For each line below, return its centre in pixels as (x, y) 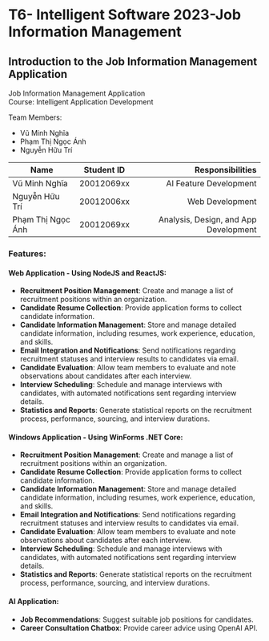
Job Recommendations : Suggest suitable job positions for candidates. (137, 619)
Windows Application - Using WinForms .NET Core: (96, 437)
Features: (27, 253)
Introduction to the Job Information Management (133, 61)
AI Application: (34, 601)
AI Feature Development (211, 184)
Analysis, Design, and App (208, 220)
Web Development (222, 201)
